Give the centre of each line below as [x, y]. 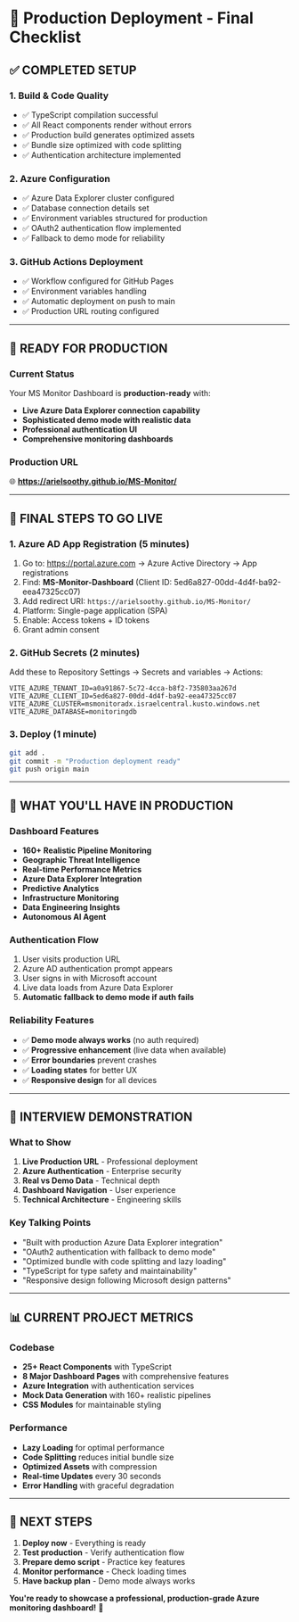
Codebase [32, 1347]
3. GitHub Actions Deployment [77, 262]
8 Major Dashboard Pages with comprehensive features [125, 1377]
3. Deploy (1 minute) [53, 734]
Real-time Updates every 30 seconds [92, 1476]
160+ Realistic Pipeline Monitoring [87, 850]
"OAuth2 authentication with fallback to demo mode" [119, 1252]
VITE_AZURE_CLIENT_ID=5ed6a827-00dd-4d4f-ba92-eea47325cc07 [123, 696]
